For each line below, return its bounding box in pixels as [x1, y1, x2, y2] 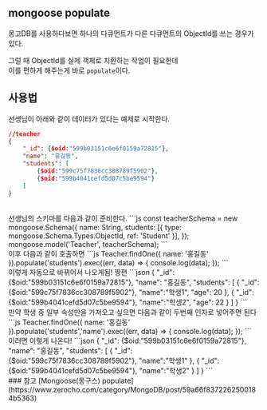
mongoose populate [8, 6, 110, 20]
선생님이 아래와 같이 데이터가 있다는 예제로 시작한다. [8, 113, 170, 123]
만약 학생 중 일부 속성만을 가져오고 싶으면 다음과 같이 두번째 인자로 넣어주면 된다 [8, 307, 257, 316]
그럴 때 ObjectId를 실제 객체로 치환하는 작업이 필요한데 [8, 55, 179, 65]
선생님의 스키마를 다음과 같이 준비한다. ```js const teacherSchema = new [8, 213, 238, 223]
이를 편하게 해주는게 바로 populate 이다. [8, 66, 131, 75]
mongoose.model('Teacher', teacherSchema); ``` [8, 239, 168, 249]
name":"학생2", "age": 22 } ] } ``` [142, 297, 248, 307]
